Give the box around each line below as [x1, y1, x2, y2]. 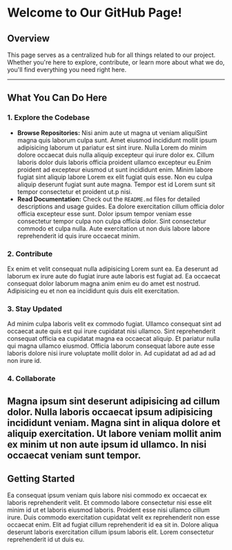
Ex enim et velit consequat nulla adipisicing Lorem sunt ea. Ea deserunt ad [7, 265, 219, 273]
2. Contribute [7, 249, 53, 258]
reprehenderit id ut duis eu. [7, 535, 85, 544]
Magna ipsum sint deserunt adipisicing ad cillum [7, 395, 220, 407]
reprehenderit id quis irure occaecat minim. [17, 231, 140, 240]
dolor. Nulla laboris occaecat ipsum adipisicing [7, 406, 213, 418]
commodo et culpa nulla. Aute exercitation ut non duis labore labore [17, 224, 211, 233]
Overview [7, 33, 50, 44]
